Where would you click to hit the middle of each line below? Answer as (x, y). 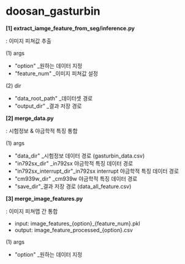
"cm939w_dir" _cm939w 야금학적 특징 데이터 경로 (76, 178)
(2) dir (13, 85)
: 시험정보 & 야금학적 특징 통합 (42, 130)
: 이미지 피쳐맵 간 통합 (32, 211)
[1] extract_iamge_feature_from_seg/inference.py (70, 28)
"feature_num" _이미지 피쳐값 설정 (56, 73)
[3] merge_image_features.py (44, 198)
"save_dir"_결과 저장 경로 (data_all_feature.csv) (73, 186)
